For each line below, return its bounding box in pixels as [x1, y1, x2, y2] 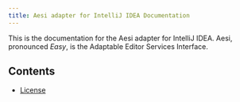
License [19, 85, 46, 95]
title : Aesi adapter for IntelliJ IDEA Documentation [8, 11, 191, 20]
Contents [8, 65, 56, 78]
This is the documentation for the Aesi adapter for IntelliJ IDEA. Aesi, [8, 33, 233, 43]
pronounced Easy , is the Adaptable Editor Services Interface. [8, 41, 208, 51]
